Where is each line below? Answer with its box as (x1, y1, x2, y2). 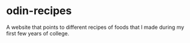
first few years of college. (6, 29, 70, 37)
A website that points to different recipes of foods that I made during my (6, 24, 185, 31)
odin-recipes (6, 4, 72, 18)
